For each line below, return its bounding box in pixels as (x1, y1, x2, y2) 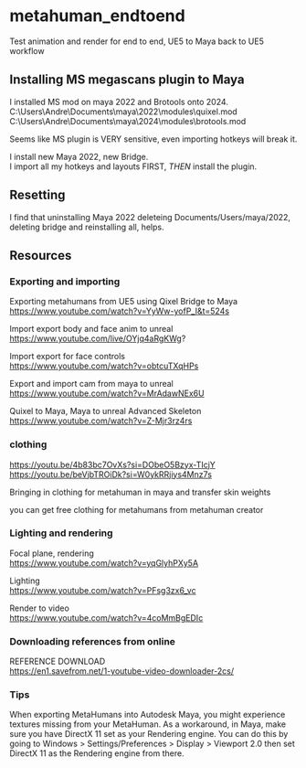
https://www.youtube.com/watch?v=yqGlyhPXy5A (9, 557, 199, 568)
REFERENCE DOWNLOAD (9, 656, 106, 667)
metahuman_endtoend (9, 5, 185, 27)
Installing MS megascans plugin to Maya (9, 72, 245, 88)
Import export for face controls (9, 351, 126, 362)
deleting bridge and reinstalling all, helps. (9, 221, 164, 232)
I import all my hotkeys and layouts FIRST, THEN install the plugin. (9, 161, 258, 172)
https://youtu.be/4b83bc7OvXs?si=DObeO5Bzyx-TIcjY (9, 459, 216, 470)
